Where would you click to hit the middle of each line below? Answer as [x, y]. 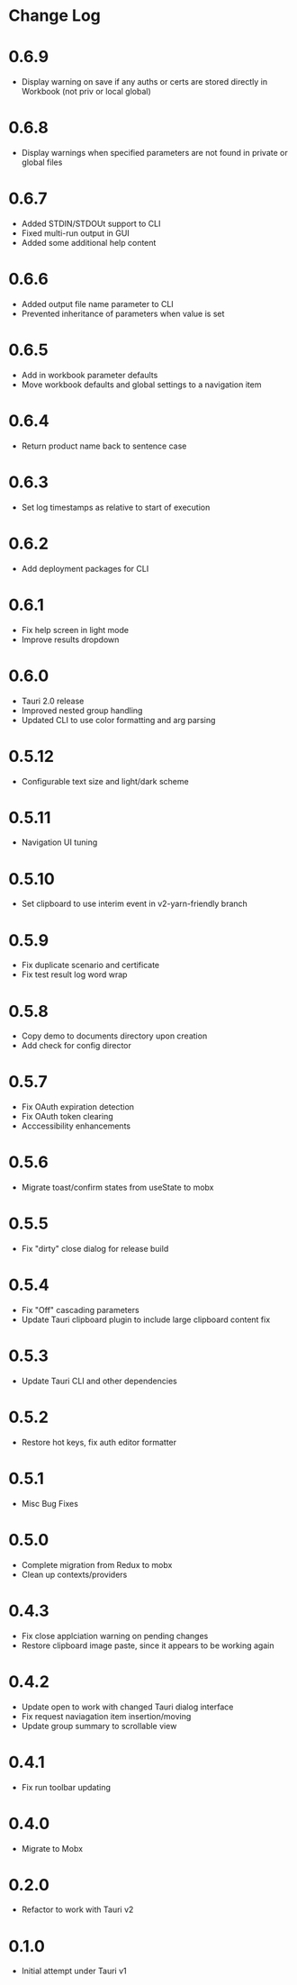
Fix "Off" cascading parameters [81, 1310]
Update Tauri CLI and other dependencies [99, 1381]
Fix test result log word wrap [74, 974]
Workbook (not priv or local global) [86, 92]
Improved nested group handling [82, 710]
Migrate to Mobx [52, 1848]
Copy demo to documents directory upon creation [114, 1036]
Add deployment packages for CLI [85, 568]
